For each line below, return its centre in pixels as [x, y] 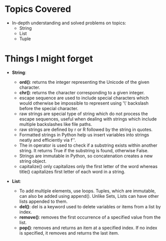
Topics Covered [38, 9]
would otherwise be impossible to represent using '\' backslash [84, 103]
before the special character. [49, 108]
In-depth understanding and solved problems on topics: [69, 23]
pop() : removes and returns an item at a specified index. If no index [88, 228]
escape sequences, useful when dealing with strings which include [88, 119]
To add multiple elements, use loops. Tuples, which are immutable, [87, 191]
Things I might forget [49, 59]
